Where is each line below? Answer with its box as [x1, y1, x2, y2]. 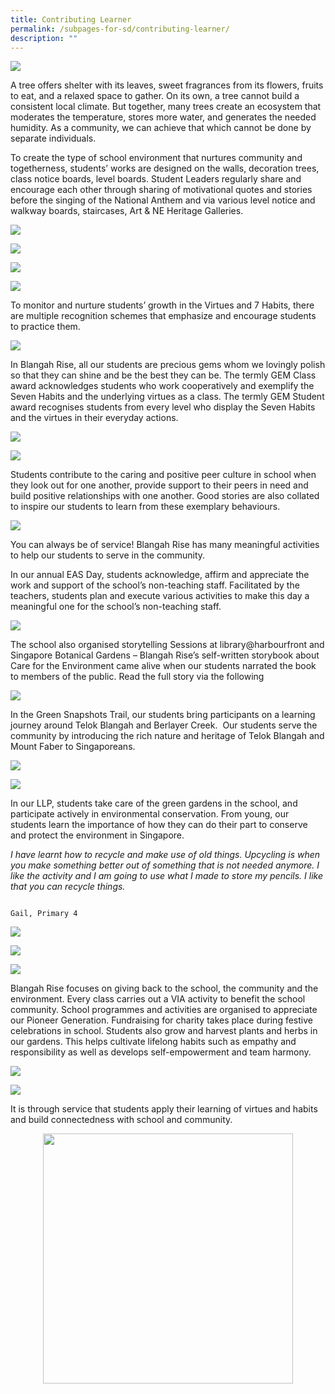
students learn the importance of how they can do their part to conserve [10, 819, 308, 831]
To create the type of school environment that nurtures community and [10, 152, 303, 164]
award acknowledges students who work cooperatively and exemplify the [10, 380, 315, 392]
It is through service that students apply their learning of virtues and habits [10, 1103, 318, 1115]
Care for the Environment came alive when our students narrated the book [10, 660, 317, 672]
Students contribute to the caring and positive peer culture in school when [10, 469, 317, 481]
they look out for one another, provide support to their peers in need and [10, 479, 309, 491]
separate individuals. [10, 132, 97, 145]
